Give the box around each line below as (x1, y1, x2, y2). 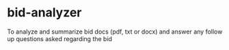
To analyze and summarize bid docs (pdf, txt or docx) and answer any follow (7, 27, 223, 36)
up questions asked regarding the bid (7, 34, 113, 42)
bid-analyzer (7, 5, 82, 21)
